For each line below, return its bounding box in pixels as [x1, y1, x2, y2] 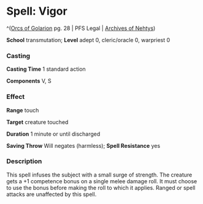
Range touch [6, 106, 39, 114]
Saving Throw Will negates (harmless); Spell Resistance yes [6, 142, 161, 149]
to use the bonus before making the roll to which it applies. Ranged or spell [6, 184, 196, 191]
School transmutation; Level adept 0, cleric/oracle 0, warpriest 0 [6, 36, 170, 43]
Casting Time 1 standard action [6, 65, 86, 73]
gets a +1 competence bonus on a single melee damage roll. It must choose [6, 177, 197, 184]
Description [6, 157, 42, 166]
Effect [6, 93, 25, 101]
